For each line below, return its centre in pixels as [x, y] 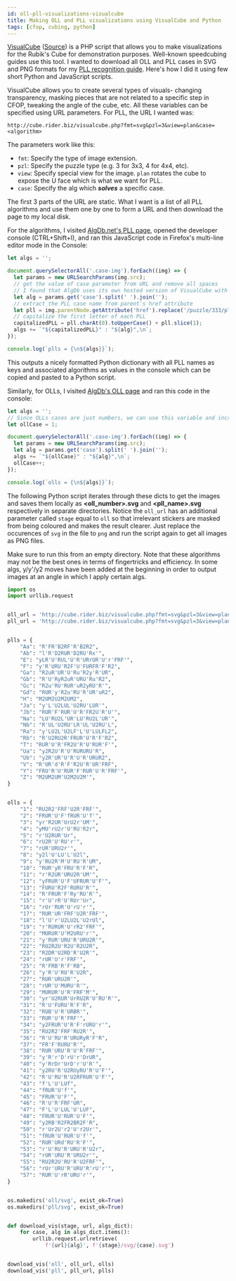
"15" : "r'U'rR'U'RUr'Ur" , [58, 901]
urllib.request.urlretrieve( [75, 1239]
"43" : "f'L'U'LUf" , [48, 1084]
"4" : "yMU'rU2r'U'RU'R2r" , [59, 829]
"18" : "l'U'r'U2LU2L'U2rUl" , [63, 920]
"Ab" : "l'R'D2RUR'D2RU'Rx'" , [63, 653]
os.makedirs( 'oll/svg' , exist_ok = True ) [66, 1200]
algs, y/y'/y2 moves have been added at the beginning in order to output [112, 569]
